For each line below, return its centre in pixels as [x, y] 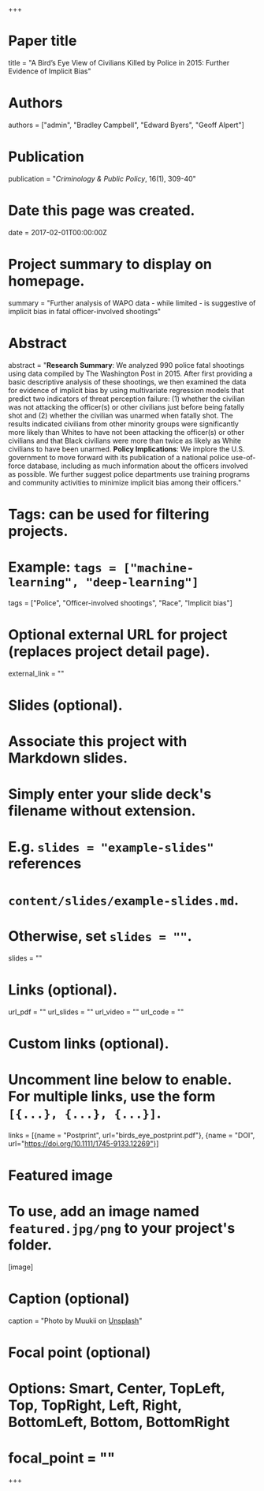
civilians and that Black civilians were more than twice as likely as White [125, 440]
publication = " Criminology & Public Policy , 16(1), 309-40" [102, 178]
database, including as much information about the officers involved [138, 466]
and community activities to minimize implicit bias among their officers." [125, 482]
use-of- [244, 457]
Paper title [43, 41]
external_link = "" [36, 673]
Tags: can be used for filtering [109, 514]
